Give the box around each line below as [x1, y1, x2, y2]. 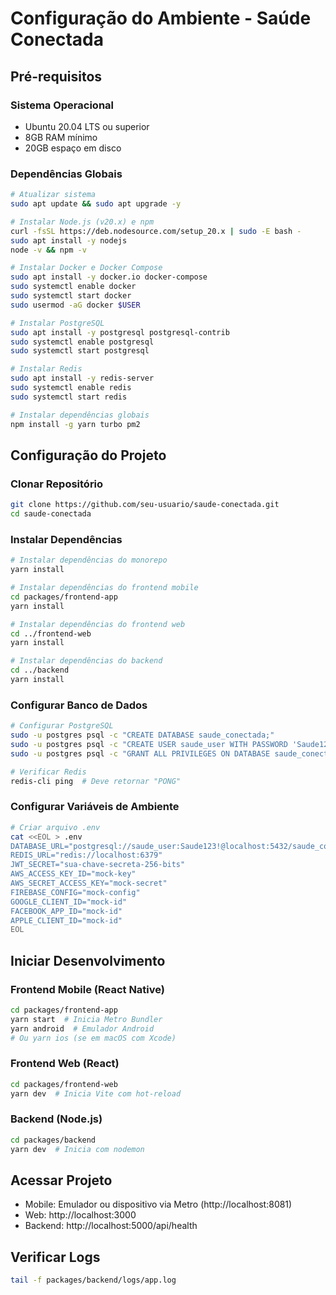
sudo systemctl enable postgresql [10, 337, 155, 347]
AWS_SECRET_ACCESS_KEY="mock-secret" [10, 878, 168, 888]
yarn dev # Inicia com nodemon [10, 1144, 145, 1154]
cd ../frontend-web [10, 628, 92, 639]
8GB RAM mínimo [24, 131, 98, 143]
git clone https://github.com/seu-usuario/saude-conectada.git [10, 500, 280, 510]
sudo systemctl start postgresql [10, 346, 150, 356]
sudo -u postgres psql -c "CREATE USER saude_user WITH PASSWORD [10, 739, 288, 749]
